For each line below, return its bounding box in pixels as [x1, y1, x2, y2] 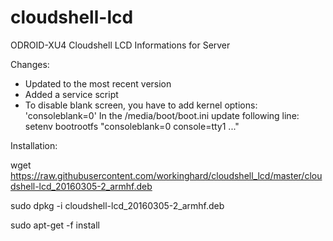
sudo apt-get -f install [10, 219, 100, 231]
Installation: [10, 139, 58, 151]
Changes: [10, 58, 50, 70]
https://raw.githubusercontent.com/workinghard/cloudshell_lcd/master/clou [10, 169, 323, 181]
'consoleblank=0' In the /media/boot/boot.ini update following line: [24, 109, 300, 121]
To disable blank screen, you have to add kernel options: [24, 99, 258, 111]
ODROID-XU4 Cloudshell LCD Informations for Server [10, 39, 231, 51]
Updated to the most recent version [24, 77, 172, 90]
